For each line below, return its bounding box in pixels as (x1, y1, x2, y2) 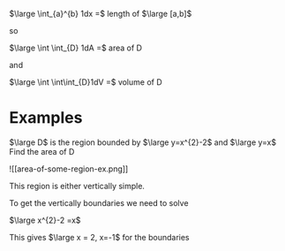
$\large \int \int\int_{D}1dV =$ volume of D (9, 77, 163, 87)
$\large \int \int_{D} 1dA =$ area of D (9, 42, 143, 53)
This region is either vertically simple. (9, 180, 146, 191)
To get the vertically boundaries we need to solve (9, 197, 189, 208)
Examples (9, 108, 83, 128)
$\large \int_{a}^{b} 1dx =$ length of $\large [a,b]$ (9, 9, 192, 19)
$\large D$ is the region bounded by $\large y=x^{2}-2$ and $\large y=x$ (9, 137, 276, 148)
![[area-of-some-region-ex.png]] (9, 164, 129, 174)
